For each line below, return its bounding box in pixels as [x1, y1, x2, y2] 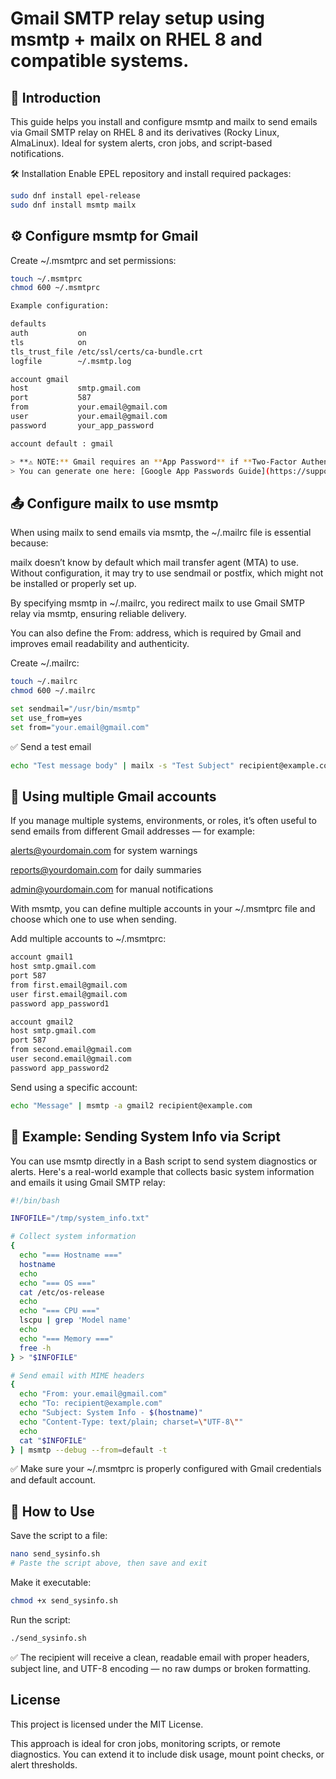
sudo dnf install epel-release [10, 191, 141, 201]
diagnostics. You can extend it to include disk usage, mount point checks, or [10, 1748, 325, 1760]
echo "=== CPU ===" [19, 1306, 101, 1316]
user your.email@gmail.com [10, 412, 168, 422]
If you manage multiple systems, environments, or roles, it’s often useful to [10, 815, 317, 827]
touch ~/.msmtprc [10, 273, 83, 284]
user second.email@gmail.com [10, 1054, 132, 1064]
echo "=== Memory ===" [19, 1333, 114, 1344]
